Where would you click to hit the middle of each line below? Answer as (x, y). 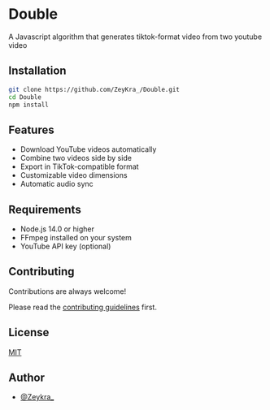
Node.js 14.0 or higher (57, 229)
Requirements (45, 209)
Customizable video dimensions (74, 175)
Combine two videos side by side (76, 158)
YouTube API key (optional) (65, 246)
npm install (28, 105)
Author (26, 378)
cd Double (25, 97)
